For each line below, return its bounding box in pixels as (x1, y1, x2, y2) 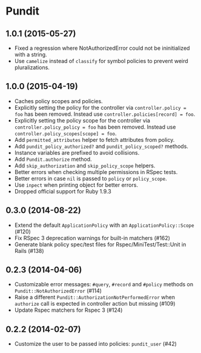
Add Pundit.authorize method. (14, 155, 92, 163)
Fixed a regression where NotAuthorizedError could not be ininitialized (14, 44, 190, 52)
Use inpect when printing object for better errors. (14, 181, 139, 189)
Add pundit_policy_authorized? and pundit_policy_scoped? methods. (14, 143, 189, 150)
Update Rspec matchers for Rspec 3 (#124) (14, 306, 123, 314)
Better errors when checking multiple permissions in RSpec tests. (14, 168, 178, 175)
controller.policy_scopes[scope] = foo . (14, 129, 117, 137)
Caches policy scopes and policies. (14, 97, 104, 104)
